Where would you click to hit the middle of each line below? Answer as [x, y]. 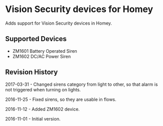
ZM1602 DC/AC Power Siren [42, 56]
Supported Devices [36, 39]
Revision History [32, 72]
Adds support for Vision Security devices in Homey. [59, 23]
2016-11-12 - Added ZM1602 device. [43, 109]
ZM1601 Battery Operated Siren [45, 51]
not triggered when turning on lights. [43, 89]
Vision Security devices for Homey [79, 9]
